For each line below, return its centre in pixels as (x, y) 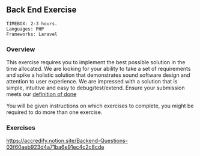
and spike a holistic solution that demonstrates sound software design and (98, 75)
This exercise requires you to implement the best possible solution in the (96, 62)
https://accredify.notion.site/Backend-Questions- (67, 141)
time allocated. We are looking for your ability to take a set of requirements (98, 69)
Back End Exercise (41, 10)
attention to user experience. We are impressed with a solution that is (92, 82)
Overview (21, 49)
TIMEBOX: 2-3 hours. (32, 23)
